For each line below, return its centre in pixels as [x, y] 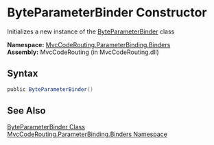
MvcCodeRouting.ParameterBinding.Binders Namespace [87, 134]
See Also [26, 111]
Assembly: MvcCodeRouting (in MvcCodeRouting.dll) [83, 52]
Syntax [23, 74]
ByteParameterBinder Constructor [107, 13]
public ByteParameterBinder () [50, 89]
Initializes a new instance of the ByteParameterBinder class [91, 31]
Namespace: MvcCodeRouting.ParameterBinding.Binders [89, 44]
